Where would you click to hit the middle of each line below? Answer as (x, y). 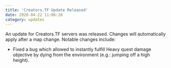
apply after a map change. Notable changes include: (61, 39)
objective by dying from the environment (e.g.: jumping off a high (81, 55)
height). (21, 60)
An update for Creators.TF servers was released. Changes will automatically (85, 34)
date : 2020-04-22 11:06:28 (34, 15)
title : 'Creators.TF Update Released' (47, 10)
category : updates (25, 19)
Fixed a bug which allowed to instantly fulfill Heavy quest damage (82, 50)
